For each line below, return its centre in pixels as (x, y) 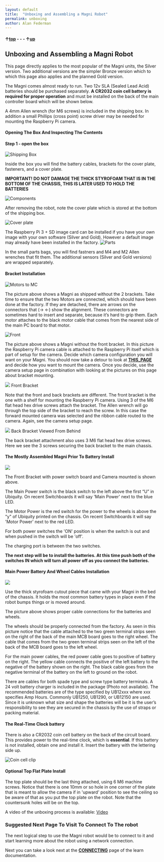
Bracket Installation (25, 274)
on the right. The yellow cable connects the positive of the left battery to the (82, 662)
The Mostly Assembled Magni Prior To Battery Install (60, 457)
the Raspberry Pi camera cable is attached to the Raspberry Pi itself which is (82, 349)
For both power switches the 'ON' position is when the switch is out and (77, 531)
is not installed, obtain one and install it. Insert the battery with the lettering (80, 745)
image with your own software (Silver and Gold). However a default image (79, 237)
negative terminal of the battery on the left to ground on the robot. (72, 672)
